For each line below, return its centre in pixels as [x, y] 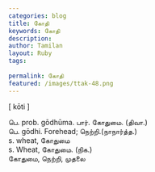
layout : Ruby [30, 53]
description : [30, 38]
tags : [17, 61]
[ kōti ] [19, 107]
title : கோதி [29, 23]
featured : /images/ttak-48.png [61, 83]
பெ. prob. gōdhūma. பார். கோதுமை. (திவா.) [78, 122]
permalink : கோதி [36, 76]
